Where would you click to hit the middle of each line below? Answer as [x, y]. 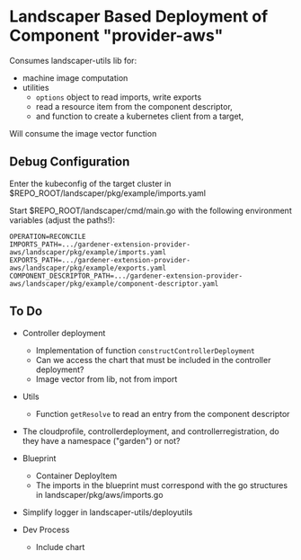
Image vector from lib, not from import [106, 378]
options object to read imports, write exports [119, 97]
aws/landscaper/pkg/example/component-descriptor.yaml [114, 284]
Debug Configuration [70, 162]
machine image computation [75, 77]
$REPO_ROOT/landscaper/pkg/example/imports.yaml [108, 193]
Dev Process [46, 529]
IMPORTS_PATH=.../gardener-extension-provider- [100, 244]
